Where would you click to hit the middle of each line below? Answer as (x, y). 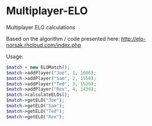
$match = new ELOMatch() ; (38, 67)
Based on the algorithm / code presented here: (63, 38)
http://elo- (133, 38)
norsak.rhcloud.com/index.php (44, 45)
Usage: (15, 56)
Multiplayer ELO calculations (41, 27)
